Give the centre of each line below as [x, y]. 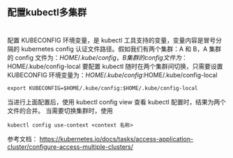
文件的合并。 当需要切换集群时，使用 [60, 111]
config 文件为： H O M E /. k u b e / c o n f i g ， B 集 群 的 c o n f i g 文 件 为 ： [102, 57]
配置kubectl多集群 [47, 13]
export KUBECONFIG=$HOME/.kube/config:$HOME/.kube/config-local [103, 88]
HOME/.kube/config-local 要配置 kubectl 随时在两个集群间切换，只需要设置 [115, 66]
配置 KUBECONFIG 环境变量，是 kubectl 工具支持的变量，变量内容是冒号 [112, 40]
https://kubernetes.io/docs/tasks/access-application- [116, 139]
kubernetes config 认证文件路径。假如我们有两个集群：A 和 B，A [114, 49]
